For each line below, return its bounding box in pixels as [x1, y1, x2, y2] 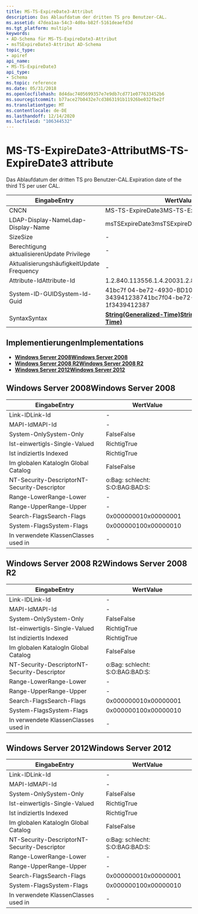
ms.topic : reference [6, 80, 57, 86]
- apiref [6, 53, 28, 58]
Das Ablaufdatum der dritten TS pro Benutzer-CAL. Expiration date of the [6, 176, 182, 183]
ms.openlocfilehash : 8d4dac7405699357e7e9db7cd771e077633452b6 [6, 91, 165, 97]
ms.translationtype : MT [6, 102, 65, 108]
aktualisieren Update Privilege [9, 250, 91, 258]
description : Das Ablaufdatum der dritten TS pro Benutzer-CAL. [6, 14, 167, 20]
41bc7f [105, 286, 127, 294]
